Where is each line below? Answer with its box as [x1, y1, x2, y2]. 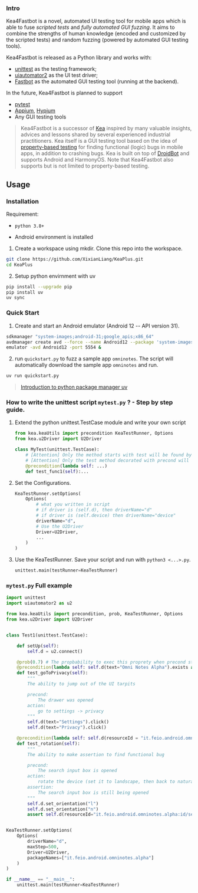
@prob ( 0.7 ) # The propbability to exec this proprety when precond [16, 659, 186, 665]
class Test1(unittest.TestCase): [6, 632, 88, 638]
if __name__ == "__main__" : [6, 876, 75, 882]
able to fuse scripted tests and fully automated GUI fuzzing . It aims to [6, 24, 175, 31]
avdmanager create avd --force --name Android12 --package [6, 339, 154, 345]
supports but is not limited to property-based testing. [20, 162, 150, 169]
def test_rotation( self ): [16, 740, 81, 747]
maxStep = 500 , [27, 843, 60, 850]
